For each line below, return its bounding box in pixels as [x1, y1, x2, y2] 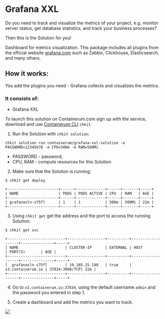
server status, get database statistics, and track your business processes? [5, 25, 157, 31]
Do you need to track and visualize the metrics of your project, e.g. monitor [5, 20, 159, 26]
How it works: [5, 70, 49, 78]
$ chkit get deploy [5, 178, 46, 183]
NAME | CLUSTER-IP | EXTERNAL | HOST [9, 245, 143, 250]
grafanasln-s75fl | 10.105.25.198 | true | [11, 262, 132, 268]
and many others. [5, 55, 41, 61]
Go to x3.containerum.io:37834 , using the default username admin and [12, 284, 156, 290]
